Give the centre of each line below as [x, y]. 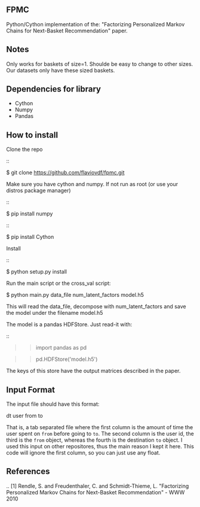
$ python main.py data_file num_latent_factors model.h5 [75, 295]
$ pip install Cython [30, 237]
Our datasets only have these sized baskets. [61, 70]
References [28, 471]
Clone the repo [24, 150]
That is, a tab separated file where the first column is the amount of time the [100, 427]
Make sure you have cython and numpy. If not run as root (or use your [92, 184]
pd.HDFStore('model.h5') [67, 359]
